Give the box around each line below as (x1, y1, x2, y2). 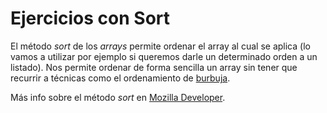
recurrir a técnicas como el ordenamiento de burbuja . (10, 72, 231, 84)
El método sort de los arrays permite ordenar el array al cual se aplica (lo (10, 40, 311, 52)
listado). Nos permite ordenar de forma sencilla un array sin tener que (10, 61, 298, 73)
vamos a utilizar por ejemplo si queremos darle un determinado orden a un (10, 50, 318, 62)
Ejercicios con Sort (10, 7, 171, 30)
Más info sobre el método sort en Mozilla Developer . (10, 91, 226, 103)
